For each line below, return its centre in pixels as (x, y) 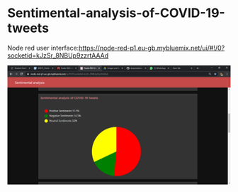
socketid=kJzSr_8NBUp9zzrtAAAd (58, 55)
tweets (28, 28)
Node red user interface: (43, 48)
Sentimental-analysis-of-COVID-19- (116, 13)
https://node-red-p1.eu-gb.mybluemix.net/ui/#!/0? (152, 48)
